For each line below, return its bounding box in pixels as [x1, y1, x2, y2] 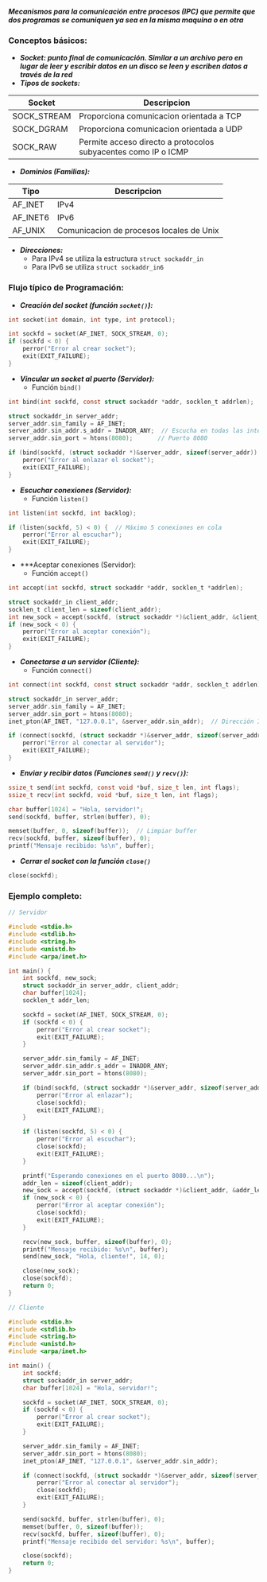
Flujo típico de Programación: [8, 282, 125, 293]
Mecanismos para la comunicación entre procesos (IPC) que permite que [8, 7, 256, 16]
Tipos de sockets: [19, 79, 81, 88]
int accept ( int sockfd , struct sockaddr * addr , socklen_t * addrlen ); [8, 584, 244, 592]
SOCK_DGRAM [12, 123, 69, 134]
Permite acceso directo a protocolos [79, 137, 215, 148]
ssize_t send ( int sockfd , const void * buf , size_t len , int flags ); [8, 783, 240, 791]
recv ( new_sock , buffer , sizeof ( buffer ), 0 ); [22, 1238, 172, 1246]
